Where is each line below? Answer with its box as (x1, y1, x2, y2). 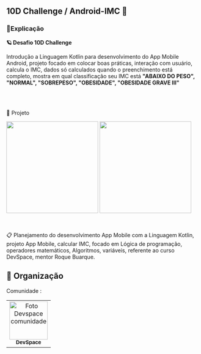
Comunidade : (6, 287, 42, 294)
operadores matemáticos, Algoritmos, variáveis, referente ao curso (6, 246, 175, 254)
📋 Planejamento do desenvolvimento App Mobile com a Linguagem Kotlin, (6, 231, 194, 238)
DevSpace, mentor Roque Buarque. (6, 253, 95, 260)
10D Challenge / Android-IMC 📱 (6, 6, 128, 17)
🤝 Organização (6, 271, 64, 281)
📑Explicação (6, 24, 44, 33)
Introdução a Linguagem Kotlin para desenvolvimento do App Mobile (6, 53, 179, 60)
